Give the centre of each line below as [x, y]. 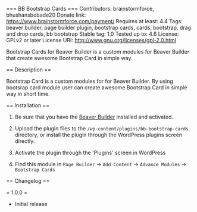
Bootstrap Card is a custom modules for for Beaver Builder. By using [90, 81]
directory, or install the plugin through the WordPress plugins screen [98, 135]
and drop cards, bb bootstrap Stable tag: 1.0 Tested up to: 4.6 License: [93, 34]
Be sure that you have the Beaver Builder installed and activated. [94, 117]
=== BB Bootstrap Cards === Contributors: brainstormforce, [80, 9]
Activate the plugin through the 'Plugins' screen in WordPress [90, 152]
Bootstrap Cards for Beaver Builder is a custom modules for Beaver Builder [98, 52]
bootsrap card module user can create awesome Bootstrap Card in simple [97, 88]
